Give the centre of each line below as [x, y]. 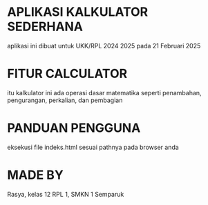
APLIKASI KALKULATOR [78, 12]
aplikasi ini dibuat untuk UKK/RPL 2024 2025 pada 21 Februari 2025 [104, 46]
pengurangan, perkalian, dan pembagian [65, 100]
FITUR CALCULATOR [67, 74]
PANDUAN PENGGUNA [74, 128]
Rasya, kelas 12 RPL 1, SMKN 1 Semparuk [66, 194]
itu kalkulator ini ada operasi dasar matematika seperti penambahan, [104, 92]
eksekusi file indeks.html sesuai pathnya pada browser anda [93, 147]
